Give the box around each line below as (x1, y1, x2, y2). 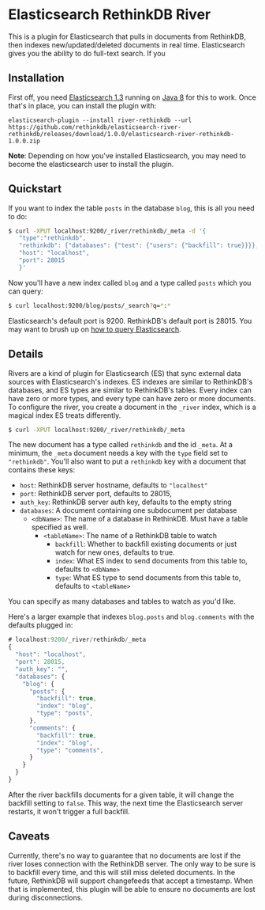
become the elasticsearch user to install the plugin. (8, 159, 174, 169)
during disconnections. (8, 893, 83, 902)
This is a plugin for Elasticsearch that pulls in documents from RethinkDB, (8, 32, 246, 41)
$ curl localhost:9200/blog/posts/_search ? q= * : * (8, 301, 171, 309)
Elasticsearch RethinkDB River (8, 6, 211, 24)
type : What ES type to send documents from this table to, (54, 573, 241, 582)
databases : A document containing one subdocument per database (19, 506, 237, 515)
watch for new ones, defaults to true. (54, 548, 175, 557)
